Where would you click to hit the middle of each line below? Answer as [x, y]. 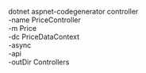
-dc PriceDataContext [44, 36]
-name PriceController [44, 20]
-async [20, 45]
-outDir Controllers [39, 62]
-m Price [23, 28]
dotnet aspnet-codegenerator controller [73, 12]
